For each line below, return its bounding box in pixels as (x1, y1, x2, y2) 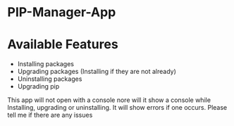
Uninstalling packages (17, 75, 82, 83)
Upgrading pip (17, 82, 60, 91)
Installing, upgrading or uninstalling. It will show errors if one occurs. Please (7, 103, 228, 112)
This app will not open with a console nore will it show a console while (7, 96, 211, 104)
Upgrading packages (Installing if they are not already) (17, 68, 176, 76)
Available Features (7, 37, 118, 53)
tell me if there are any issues (7, 111, 93, 120)
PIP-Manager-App (7, 4, 116, 20)
